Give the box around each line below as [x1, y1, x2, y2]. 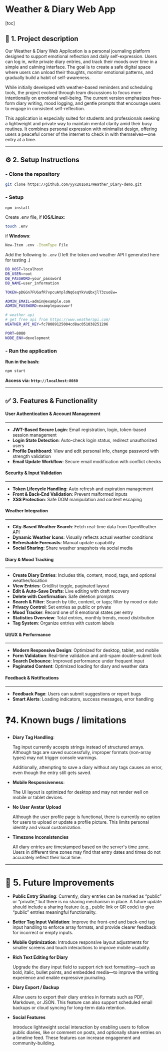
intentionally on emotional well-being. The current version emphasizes [5, 95, 150, 101]
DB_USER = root [5, 271, 32, 276]
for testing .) [5, 257, 31, 263]
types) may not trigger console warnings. [12, 755, 98, 761]
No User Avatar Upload [12, 804, 61, 810]
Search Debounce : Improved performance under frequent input [12, 658, 144, 664]
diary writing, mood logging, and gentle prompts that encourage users [15, 100, 161, 106]
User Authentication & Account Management [5, 411, 101, 417]
